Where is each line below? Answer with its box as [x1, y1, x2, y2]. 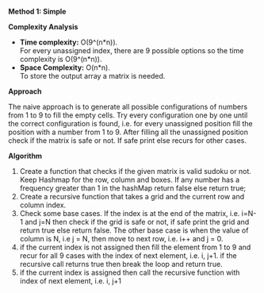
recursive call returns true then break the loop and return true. [19, 260, 224, 268]
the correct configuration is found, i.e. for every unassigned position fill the [8, 119, 253, 128]
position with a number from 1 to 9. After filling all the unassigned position [8, 127, 248, 137]
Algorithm [8, 151, 42, 160]
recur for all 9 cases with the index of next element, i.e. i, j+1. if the [19, 251, 237, 260]
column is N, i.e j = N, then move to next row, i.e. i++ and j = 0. [19, 234, 224, 243]
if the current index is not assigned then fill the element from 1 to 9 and [19, 242, 251, 252]
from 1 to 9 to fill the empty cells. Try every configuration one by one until [8, 110, 248, 120]
